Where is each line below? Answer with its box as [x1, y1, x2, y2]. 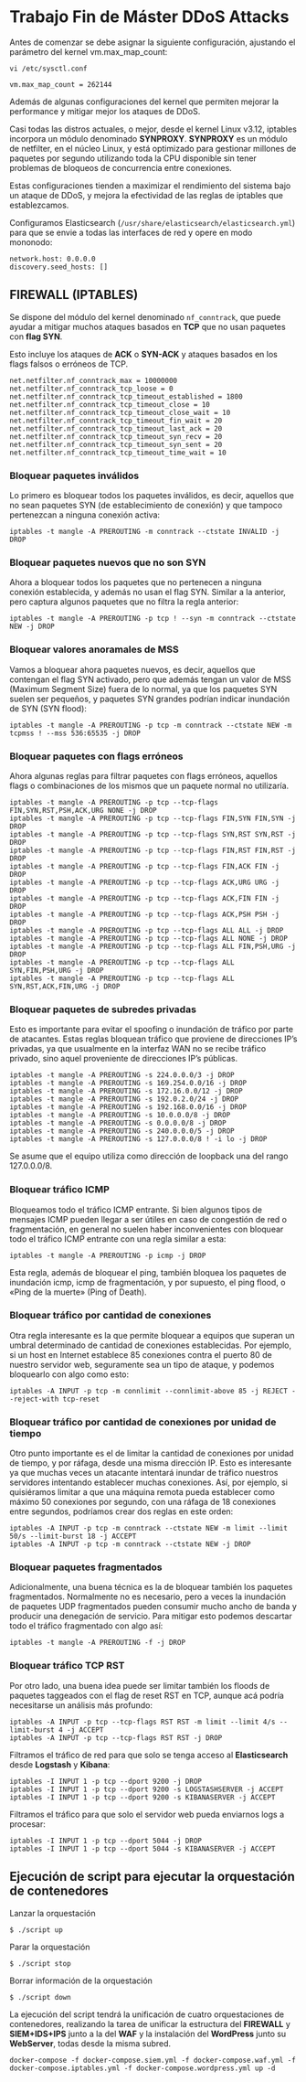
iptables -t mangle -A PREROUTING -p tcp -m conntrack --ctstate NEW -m [9, 721, 292, 730]
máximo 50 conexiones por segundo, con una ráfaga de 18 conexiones [9, 1497, 277, 1508]
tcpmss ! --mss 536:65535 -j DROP [9, 729, 142, 738]
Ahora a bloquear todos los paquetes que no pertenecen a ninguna [9, 577, 262, 588]
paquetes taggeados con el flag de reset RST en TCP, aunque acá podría [9, 1690, 285, 1701]
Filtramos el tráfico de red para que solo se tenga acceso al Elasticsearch [9, 1749, 289, 1760]
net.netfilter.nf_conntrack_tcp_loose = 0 [9, 384, 174, 393]
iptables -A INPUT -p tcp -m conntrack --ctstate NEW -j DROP [9, 1540, 251, 1549]
